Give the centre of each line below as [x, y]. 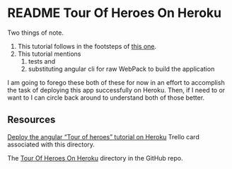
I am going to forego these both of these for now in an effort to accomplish [116, 82]
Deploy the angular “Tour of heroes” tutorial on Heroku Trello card [103, 136]
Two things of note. [35, 33]
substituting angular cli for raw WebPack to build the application [121, 69]
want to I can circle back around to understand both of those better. [106, 98]
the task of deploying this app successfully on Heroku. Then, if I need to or [116, 90]
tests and [42, 61]
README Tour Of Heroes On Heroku [115, 13]
